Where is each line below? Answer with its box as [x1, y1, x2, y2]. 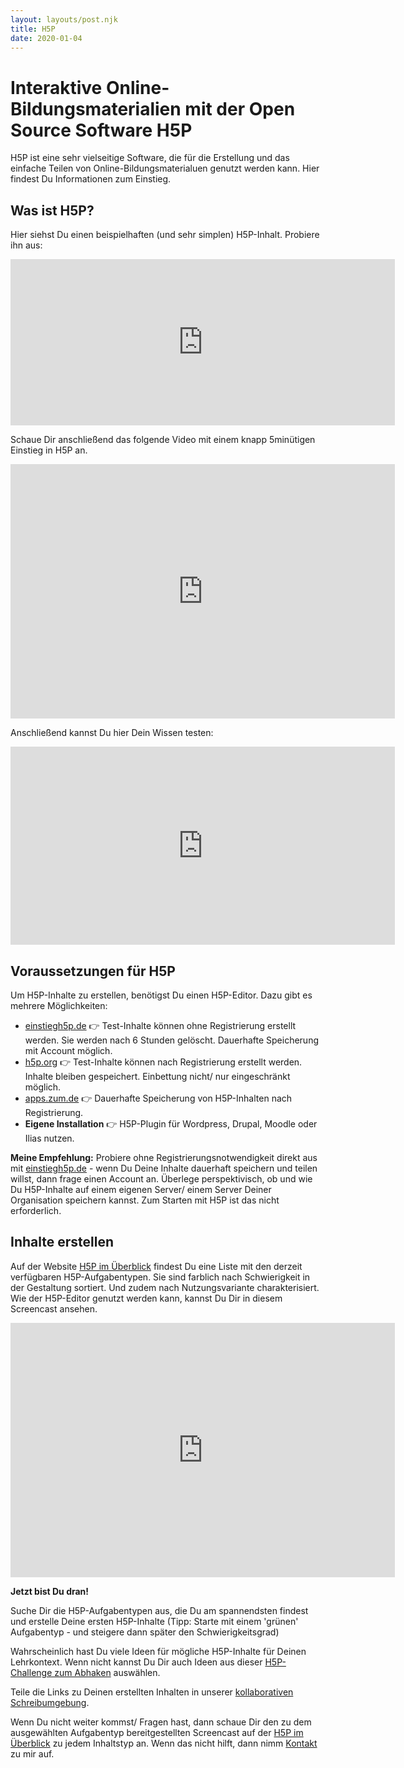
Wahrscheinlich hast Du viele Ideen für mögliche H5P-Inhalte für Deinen [10, 1645, 307, 1657]
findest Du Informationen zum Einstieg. [10, 173, 172, 185]
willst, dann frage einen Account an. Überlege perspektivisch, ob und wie [10, 1172, 313, 1185]
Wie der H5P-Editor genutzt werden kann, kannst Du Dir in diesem [10, 1292, 283, 1304]
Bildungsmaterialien [10, 97, 182, 120]
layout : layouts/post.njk [10, 14, 118, 25]
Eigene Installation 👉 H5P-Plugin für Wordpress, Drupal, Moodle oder [24, 1117, 318, 1130]
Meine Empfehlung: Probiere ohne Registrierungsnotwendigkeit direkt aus [10, 1151, 318, 1163]
